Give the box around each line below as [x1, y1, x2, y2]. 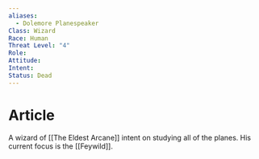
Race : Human [8, 34, 48, 43]
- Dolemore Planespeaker [15, 19, 99, 27]
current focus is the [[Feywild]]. [8, 141, 113, 151]
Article [8, 106, 55, 124]
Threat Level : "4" [8, 42, 70, 50]
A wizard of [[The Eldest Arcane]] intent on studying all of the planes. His [8, 132, 252, 142]
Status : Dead [8, 71, 52, 79]
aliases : [8, 11, 38, 20]
